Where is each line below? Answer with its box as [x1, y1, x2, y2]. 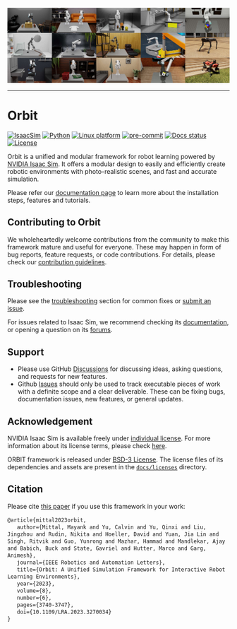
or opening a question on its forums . [7, 326, 113, 334]
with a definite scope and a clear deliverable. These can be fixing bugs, [17, 387, 226, 396]
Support [7, 346, 44, 358]
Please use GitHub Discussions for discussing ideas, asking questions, [17, 365, 224, 373]
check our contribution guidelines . [7, 257, 107, 266]
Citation [7, 483, 44, 495]
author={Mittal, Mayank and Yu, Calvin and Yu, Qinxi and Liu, [16, 524, 207, 531]
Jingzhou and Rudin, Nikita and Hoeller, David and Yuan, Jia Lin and [7, 531, 219, 538]
